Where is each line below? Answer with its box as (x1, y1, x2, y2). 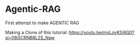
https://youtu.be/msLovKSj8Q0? (69, 29, 135, 35)
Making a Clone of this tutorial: (5, 29, 68, 35)
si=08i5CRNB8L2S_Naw (5, 35, 55, 41)
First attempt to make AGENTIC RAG (5, 20, 79, 26)
